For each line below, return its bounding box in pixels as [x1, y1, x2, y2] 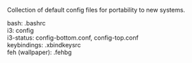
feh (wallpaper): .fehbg [7, 48, 72, 56]
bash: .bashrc [7, 19, 46, 27]
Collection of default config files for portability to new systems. [7, 6, 185, 14]
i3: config [7, 27, 34, 34]
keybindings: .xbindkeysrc [7, 41, 81, 49]
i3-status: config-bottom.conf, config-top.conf [7, 34, 139, 42]
